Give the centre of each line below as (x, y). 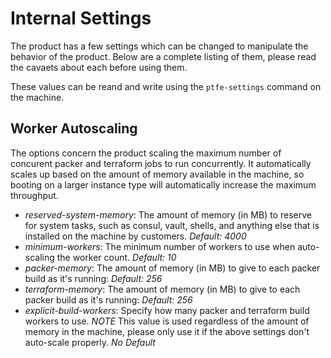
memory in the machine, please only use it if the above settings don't (167, 331)
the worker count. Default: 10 (116, 257)
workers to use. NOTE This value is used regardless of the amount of (167, 321)
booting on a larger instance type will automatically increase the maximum (163, 184)
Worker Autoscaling (74, 128)
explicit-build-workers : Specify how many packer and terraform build (167, 310)
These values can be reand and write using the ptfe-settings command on (166, 86)
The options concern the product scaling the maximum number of (146, 153)
